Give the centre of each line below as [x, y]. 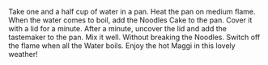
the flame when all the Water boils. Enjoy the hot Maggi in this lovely [122, 46]
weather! [23, 54]
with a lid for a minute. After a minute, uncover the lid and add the [117, 28]
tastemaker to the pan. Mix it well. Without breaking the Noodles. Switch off [134, 37]
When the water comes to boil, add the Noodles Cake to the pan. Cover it [130, 20]
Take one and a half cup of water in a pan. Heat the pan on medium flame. [132, 12]
